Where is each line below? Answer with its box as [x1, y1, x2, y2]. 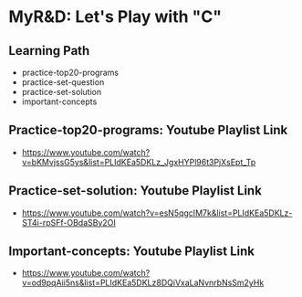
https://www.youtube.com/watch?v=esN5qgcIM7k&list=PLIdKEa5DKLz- [21, 207, 293, 218]
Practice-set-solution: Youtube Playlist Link [8, 183, 262, 198]
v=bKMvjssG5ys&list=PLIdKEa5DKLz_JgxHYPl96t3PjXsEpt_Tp [21, 156, 256, 167]
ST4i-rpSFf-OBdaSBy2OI [21, 217, 116, 228]
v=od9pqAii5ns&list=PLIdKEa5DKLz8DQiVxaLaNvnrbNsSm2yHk [21, 277, 265, 289]
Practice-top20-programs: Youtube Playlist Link [8, 122, 288, 138]
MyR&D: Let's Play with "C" [8, 6, 223, 27]
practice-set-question [21, 77, 105, 88]
